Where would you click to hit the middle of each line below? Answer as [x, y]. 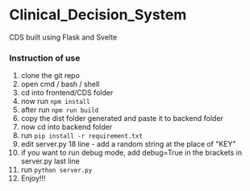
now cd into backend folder [66, 127]
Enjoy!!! [33, 178]
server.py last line [50, 161]
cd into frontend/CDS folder [67, 93]
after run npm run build [60, 110]
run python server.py [56, 170]
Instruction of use [45, 58]
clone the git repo [50, 76]
